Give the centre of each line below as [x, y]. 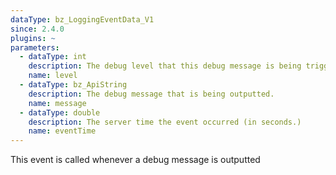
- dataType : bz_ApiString [73, 85]
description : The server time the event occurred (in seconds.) [165, 122]
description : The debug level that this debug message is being [165, 66]
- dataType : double [60, 112]
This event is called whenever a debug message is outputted [135, 160]
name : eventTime [62, 131]
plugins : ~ [33, 38]
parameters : [35, 47]
